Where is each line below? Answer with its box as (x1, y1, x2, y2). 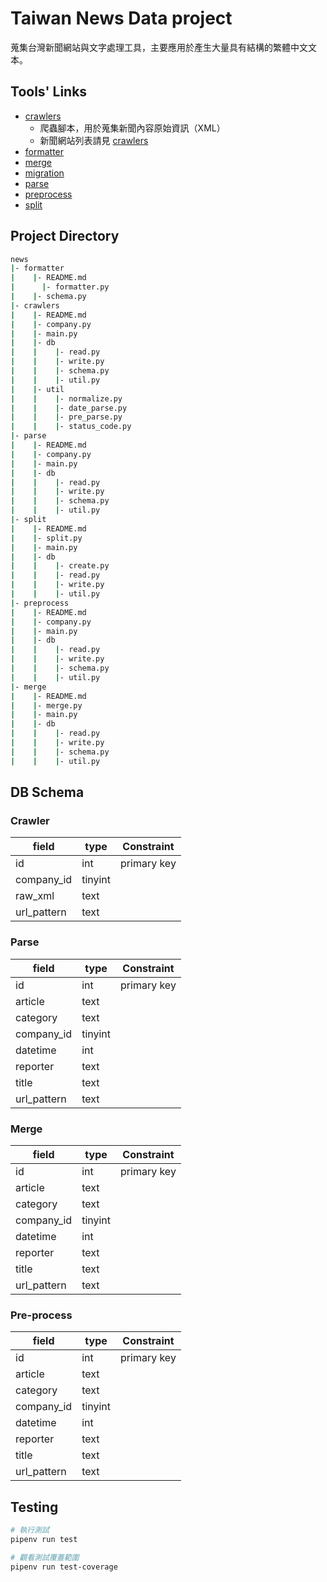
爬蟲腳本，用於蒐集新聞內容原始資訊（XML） (39, 122, 226, 134)
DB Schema (10, 784, 85, 801)
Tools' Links (10, 83, 88, 101)
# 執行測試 (10, 1525, 50, 1536)
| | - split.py (10, 533, 83, 543)
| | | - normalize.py (10, 393, 123, 404)
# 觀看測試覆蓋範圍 (10, 1552, 80, 1562)
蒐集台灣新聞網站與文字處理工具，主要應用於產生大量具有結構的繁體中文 (10, 41, 308, 53)
